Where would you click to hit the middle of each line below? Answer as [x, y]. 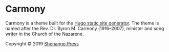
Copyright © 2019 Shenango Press [42, 43]
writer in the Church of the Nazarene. [45, 34]
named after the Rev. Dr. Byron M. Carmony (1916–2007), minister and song [85, 28]
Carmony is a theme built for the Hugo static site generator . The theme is [82, 23]
